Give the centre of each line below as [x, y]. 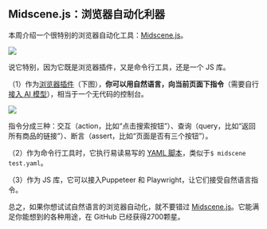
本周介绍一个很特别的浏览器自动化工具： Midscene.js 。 [98, 35]
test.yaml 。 [28, 163]
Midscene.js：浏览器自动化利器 [87, 14]
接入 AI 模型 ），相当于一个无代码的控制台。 [79, 93]
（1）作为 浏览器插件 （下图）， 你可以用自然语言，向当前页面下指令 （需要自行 [133, 84]
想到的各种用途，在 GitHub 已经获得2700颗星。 [107, 216]
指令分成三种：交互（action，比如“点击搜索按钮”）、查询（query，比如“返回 [132, 125]
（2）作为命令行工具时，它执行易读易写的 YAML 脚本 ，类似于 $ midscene [127, 152]
